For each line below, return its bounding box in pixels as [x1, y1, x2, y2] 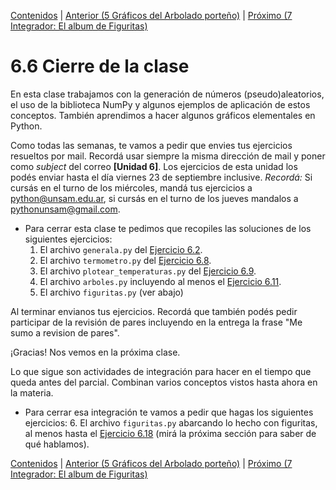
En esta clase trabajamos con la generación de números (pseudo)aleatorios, [10, 88, 325, 100]
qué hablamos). [24, 438, 90, 450]
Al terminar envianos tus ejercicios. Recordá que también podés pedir [10, 305, 298, 317]
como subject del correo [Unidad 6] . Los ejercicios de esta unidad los [10, 160, 298, 172]
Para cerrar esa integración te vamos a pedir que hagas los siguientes [24, 406, 314, 418]
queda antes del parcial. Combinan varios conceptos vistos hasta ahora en [10, 376, 318, 388]
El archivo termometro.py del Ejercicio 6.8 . [39, 254, 212, 266]
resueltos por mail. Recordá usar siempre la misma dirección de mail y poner [10, 150, 326, 162]
